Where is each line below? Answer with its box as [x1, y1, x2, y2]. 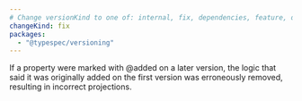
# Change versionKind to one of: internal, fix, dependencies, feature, [9, 13, 288, 22]
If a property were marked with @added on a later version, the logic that [9, 63, 277, 73]
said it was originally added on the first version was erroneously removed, [9, 72, 283, 83]
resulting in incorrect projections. [9, 81, 132, 92]
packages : [9, 29, 47, 38]
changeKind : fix [9, 21, 70, 30]
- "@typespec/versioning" [17, 38, 115, 47]
